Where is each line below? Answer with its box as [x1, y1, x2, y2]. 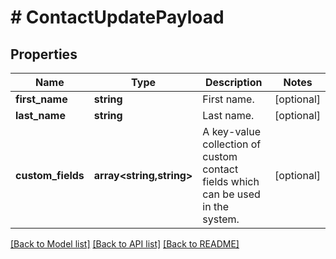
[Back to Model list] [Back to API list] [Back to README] [10, 238, 240, 250]
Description [204, 76, 263, 89]
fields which [202, 175, 260, 188]
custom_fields [15, 169, 85, 182]
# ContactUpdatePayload [10, 6, 225, 29]
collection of [202, 137, 262, 151]
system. [202, 212, 240, 226]
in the [202, 200, 229, 213]
